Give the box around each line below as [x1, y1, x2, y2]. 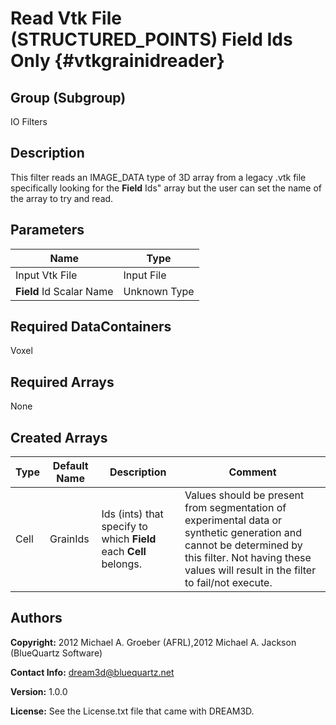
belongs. [101, 557, 143, 571]
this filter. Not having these [184, 551, 312, 565]
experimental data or [184, 513, 283, 527]
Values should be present [184, 488, 305, 502]
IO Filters [10, 116, 48, 127]
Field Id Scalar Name [15, 284, 114, 298]
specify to [101, 520, 148, 534]
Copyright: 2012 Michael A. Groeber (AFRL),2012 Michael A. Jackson [10, 636, 297, 648]
